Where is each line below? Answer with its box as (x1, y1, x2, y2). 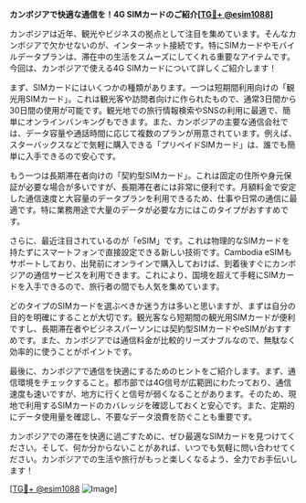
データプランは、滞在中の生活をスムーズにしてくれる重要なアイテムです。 (16, 51, 295, 62)
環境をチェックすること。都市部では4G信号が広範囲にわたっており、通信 (16, 377, 292, 388)
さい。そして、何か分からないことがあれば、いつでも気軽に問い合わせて (16, 443, 290, 453)
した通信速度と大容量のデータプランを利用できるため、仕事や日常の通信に (9, 193, 290, 204)
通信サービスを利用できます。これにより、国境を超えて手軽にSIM (33, 270, 279, 280)
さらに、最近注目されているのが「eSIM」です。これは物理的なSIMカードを (9, 235, 290, 246)
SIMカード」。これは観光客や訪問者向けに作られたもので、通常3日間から (25, 93, 297, 104)
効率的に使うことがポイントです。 (9, 347, 137, 357)
